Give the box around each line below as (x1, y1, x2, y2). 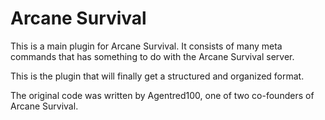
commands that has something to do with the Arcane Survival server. (10, 50, 295, 62)
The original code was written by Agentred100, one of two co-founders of (10, 89, 315, 101)
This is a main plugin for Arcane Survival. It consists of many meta (10, 40, 283, 52)
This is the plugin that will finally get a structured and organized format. (10, 70, 305, 82)
